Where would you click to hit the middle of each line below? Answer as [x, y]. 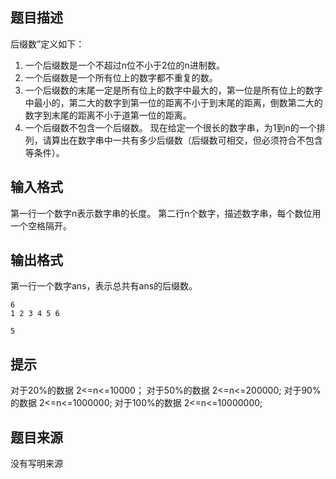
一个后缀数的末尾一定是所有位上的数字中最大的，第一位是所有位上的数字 [173, 90]
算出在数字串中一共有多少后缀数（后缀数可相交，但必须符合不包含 [187, 140]
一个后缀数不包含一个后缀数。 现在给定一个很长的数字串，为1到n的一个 [170, 127]
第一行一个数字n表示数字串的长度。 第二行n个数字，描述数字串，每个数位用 [166, 213]
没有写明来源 [36, 464]
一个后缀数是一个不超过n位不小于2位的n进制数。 [124, 65]
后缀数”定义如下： [47, 44]
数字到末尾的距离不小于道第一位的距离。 [108, 115]
